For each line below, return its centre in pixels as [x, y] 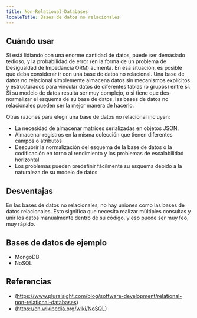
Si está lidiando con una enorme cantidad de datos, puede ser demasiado [96, 55]
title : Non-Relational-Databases [47, 12]
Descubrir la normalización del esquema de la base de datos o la [93, 147]
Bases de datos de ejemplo [57, 243]
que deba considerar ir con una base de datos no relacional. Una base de [95, 74]
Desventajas [29, 191]
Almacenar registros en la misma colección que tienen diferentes [93, 135]
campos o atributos [38, 141]
